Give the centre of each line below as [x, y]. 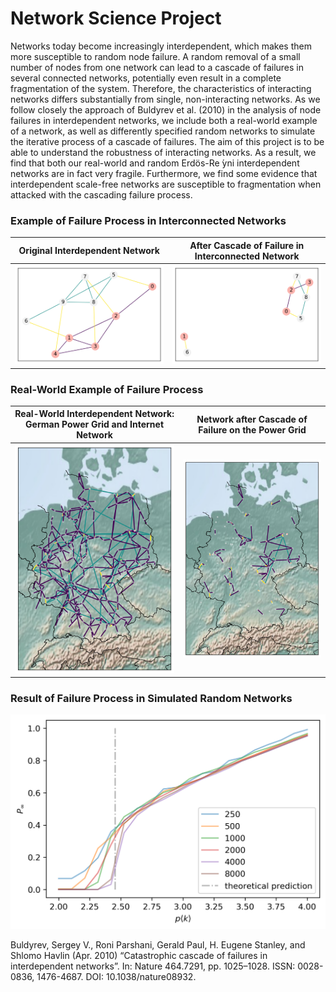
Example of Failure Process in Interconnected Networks [148, 220]
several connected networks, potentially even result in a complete [146, 78]
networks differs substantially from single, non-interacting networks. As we [165, 99]
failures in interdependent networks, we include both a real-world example [164, 120]
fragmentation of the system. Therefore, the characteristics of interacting [161, 88]
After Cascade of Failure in [247, 245]
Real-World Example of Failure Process [107, 389]
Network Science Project [116, 18]
